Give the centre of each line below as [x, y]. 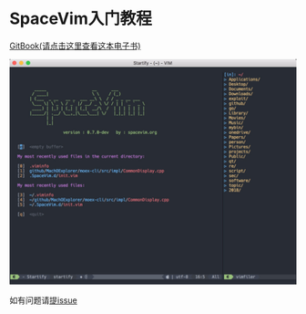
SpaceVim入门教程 [81, 19]
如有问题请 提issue [43, 300]
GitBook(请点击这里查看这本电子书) [75, 46]
